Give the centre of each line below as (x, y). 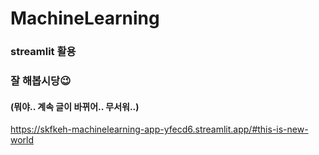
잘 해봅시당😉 (41, 81)
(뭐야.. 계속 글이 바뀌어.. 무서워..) (75, 106)
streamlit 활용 (43, 52)
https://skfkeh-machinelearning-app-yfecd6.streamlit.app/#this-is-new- (159, 129)
